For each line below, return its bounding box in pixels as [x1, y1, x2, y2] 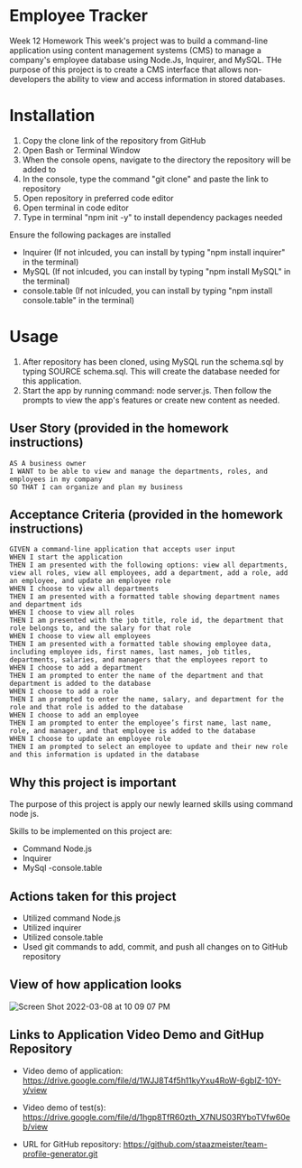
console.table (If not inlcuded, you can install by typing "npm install [22, 285, 273, 296]
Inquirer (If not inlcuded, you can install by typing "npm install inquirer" [22, 246, 286, 257]
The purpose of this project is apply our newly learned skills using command [9, 799, 294, 810]
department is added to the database [9, 679, 151, 689]
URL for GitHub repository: [22, 1138, 122, 1149]
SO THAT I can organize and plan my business [9, 482, 183, 492]
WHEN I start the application [9, 552, 124, 562]
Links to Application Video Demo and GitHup [9, 1027, 264, 1043]
